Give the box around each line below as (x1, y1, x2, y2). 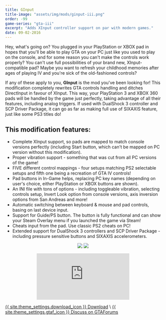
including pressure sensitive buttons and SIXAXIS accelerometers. (12, 233, 147, 239)
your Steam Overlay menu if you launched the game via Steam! (12, 217, 141, 223)
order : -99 (5, 16, 28, 21)
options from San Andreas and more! (12, 196, 88, 202)
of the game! (12, 159, 39, 166)
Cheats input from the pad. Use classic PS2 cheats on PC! (12, 223, 131, 229)
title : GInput (5, 7, 35, 12)
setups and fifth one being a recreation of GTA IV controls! (12, 170, 131, 176)
